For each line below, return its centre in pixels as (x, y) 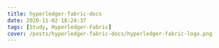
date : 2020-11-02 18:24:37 (47, 20)
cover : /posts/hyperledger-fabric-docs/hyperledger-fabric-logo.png (110, 34)
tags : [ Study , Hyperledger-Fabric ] (60, 27)
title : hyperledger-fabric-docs (55, 14)
